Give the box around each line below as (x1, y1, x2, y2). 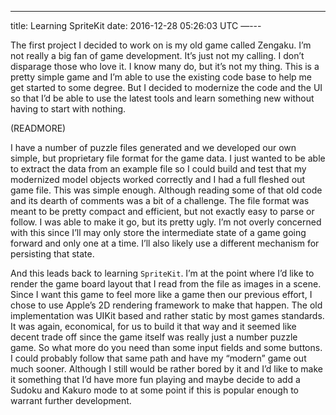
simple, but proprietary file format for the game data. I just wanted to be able (10, 152, 326, 164)
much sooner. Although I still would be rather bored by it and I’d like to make (10, 363, 323, 375)
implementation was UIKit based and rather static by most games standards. (10, 310, 325, 321)
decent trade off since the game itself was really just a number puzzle (10, 331, 298, 343)
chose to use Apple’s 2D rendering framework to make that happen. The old (10, 299, 323, 311)
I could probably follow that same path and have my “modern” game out (10, 352, 307, 364)
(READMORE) (10, 122, 67, 134)
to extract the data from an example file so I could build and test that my (10, 163, 307, 175)
